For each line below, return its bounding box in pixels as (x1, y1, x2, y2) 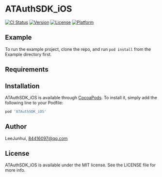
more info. (5, 167, 26, 173)
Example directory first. (5, 51, 52, 57)
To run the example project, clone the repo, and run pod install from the (5, 46, 151, 52)
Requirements (5, 65, 49, 74)
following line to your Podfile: (5, 100, 64, 105)
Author (5, 122, 27, 131)
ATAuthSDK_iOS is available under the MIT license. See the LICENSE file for (5, 162, 156, 168)
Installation (5, 82, 40, 90)
